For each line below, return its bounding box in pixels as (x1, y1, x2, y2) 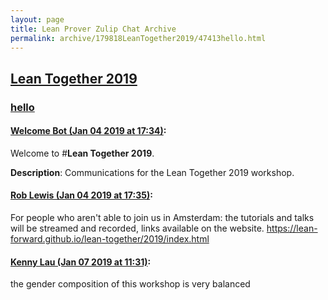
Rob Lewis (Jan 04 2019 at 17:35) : (10, 189, 153, 201)
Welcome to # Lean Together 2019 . (10, 147, 155, 159)
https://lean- (266, 222, 318, 235)
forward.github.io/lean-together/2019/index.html (10, 233, 210, 245)
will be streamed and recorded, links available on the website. (10, 222, 265, 235)
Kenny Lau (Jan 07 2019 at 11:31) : (10, 256, 152, 268)
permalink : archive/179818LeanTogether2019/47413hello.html (10, 33, 267, 43)
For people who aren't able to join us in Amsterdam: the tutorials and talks (10, 212, 315, 224)
